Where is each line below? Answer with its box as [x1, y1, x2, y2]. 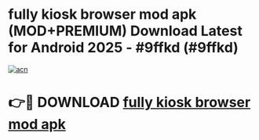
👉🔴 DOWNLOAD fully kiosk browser [8, 94, 251, 111]
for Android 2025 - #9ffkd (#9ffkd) [8, 39, 239, 56]
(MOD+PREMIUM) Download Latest [8, 22, 243, 40]
